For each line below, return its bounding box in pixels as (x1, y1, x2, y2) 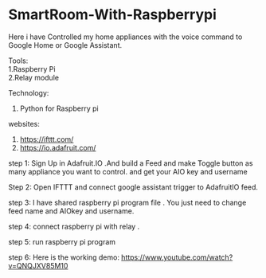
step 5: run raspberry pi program (8, 237, 116, 246)
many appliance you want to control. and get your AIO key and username (8, 166, 248, 176)
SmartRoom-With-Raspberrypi (8, 6, 217, 24)
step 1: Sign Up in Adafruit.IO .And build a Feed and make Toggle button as (8, 158, 253, 168)
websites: (8, 119, 40, 128)
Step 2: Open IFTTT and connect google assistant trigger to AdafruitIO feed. (8, 182, 259, 192)
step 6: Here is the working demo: (8, 253, 119, 262)
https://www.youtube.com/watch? (120, 253, 233, 262)
